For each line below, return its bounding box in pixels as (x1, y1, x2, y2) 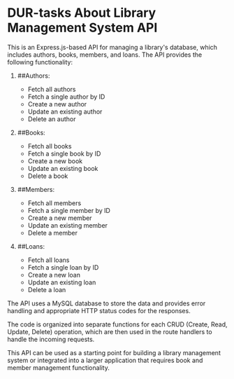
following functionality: (7, 57, 73, 66)
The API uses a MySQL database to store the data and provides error (7, 299, 206, 308)
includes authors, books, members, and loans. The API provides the (7, 50, 203, 59)
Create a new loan (27, 270, 80, 279)
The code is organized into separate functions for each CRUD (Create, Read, (7, 320, 228, 329)
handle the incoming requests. (7, 335, 95, 343)
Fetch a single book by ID (27, 149, 101, 158)
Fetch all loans (27, 256, 70, 264)
